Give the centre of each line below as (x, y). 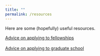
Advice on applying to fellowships (40, 38)
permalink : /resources (28, 14)
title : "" (15, 10)
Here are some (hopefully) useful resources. (50, 28)
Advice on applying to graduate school (45, 48)
